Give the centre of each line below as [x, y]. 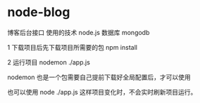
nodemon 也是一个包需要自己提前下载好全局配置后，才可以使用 [99, 77]
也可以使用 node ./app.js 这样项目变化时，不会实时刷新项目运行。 [102, 92]
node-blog [39, 12]
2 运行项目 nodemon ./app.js [49, 62]
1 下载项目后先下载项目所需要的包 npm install [72, 47]
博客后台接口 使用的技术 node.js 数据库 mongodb [79, 32]
